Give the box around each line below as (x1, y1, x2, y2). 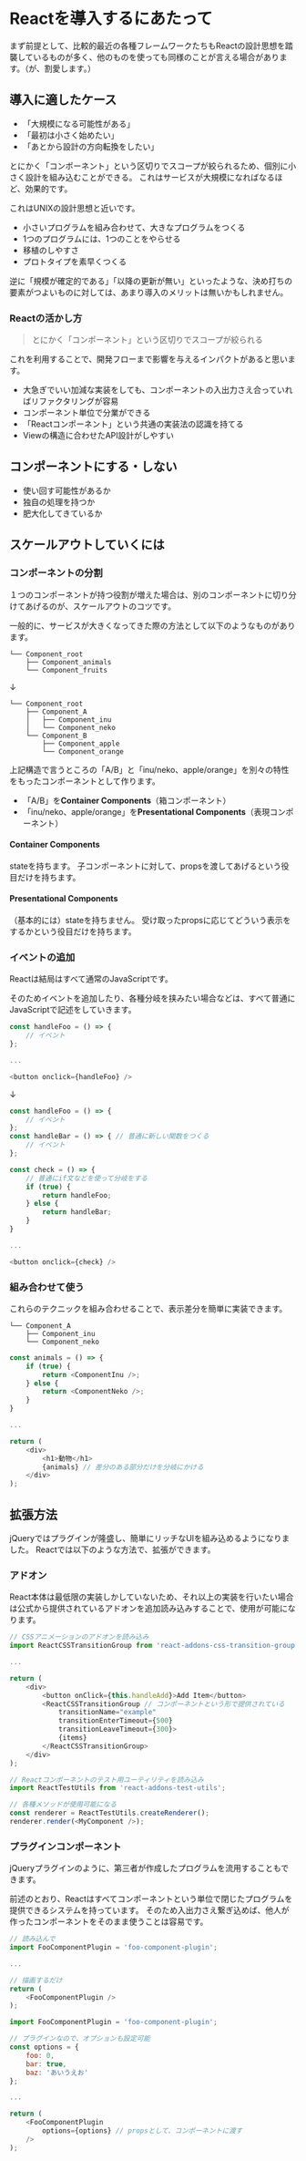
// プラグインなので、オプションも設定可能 (9, 2034, 150, 2043)
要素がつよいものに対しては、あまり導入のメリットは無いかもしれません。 (9, 286, 289, 297)
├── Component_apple (42, 739, 120, 748)
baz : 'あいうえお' (25, 2068, 89, 2077)
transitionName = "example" (57, 1708, 157, 1717)
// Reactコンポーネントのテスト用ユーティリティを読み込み (9, 1775, 205, 1785)
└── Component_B (25, 731, 88, 740)
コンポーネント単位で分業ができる (22, 407, 151, 418)
